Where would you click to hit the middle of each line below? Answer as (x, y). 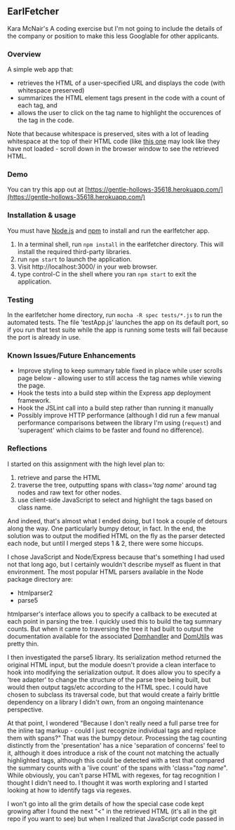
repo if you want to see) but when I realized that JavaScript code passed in (116, 818)
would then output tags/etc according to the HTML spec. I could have (108, 687)
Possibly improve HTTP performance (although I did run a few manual (118, 415)
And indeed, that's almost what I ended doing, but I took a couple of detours (117, 521)
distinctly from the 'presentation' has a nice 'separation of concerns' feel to (116, 745)
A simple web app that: (40, 69)
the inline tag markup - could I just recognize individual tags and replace (112, 730)
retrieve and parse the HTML (59, 477)
